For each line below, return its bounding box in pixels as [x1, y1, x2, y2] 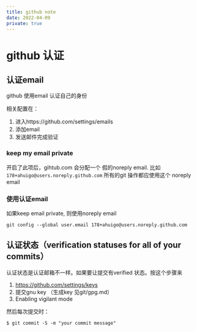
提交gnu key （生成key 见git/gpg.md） [15, 288, 113, 295]
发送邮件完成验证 [15, 133, 59, 141]
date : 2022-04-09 [6, 15, 51, 21]
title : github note [6, 9, 56, 15]
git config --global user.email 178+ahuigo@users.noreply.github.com [6, 221, 188, 228]
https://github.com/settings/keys [15, 281, 98, 288]
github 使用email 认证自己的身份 [6, 92, 87, 100]
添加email [15, 126, 40, 133]
